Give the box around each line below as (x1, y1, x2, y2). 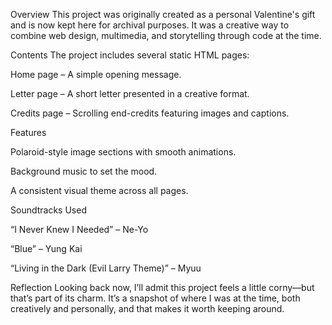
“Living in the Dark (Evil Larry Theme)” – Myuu (10, 262, 202, 274)
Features (10, 127, 47, 138)
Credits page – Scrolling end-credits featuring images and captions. (10, 107, 290, 119)
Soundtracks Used (10, 204, 87, 216)
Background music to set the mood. (10, 165, 158, 177)
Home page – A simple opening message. (10, 69, 182, 80)
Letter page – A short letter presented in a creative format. (10, 88, 250, 99)
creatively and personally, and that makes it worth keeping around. (10, 303, 285, 314)
